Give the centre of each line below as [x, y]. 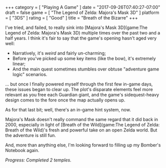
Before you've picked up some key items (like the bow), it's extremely [84, 58]
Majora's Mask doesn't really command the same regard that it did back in [82, 119]
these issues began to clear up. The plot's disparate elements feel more [79, 89]
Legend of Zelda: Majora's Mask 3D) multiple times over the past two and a [83, 33]
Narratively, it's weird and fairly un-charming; [59, 53]
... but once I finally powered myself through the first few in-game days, [79, 84]
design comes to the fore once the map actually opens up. [65, 100]
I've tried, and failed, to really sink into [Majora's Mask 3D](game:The [76, 27]
